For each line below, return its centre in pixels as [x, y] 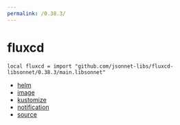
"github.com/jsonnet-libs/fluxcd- [124, 66]
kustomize [32, 99]
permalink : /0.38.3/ [37, 13]
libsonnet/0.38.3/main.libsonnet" [57, 72]
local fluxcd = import [40, 66]
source [27, 114]
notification [33, 107]
